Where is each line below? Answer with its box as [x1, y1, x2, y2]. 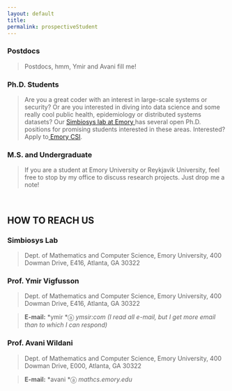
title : [7, 17, 26, 24]
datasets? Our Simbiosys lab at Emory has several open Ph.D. [24, 117, 201, 126]
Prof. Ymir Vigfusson [7, 276, 79, 286]
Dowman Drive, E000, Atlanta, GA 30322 [24, 361, 141, 370]
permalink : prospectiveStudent [7, 23, 98, 30]
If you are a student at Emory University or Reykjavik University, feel [24, 165, 220, 175]
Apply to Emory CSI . [24, 132, 83, 140]
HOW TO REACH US [7, 214, 95, 226]
